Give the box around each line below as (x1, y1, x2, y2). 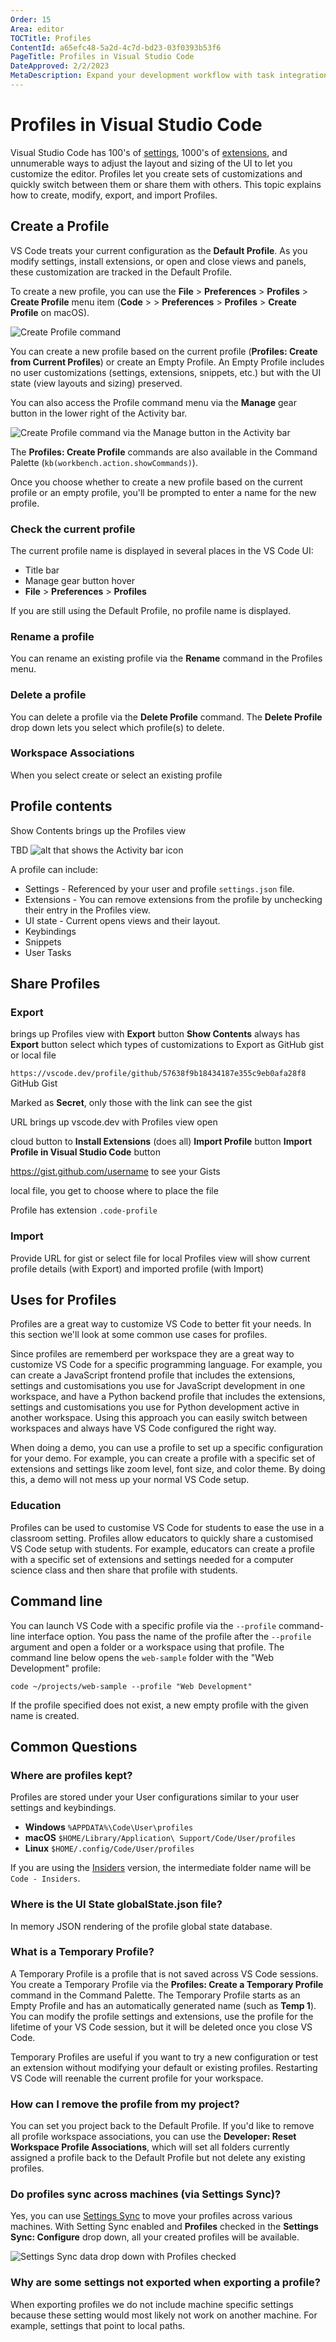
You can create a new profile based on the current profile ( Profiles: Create (10, 345, 318, 357)
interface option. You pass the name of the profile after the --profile (27, 1630, 312, 1642)
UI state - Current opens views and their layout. (24, 914, 221, 926)
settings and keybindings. (10, 1802, 117, 1814)
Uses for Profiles (10, 1292, 117, 1308)
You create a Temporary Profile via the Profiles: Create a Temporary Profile (10, 1978, 324, 1990)
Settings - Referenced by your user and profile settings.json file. (24, 882, 295, 895)
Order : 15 (10, 14, 52, 25)
